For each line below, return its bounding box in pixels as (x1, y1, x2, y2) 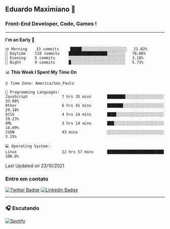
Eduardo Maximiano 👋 (5, 5, 76, 14)
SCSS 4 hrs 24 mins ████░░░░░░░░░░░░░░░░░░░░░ (5, 112, 164, 117)
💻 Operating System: (5, 143, 51, 149)
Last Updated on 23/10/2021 (5, 162, 65, 169)
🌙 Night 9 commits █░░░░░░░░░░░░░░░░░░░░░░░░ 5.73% (5, 59, 144, 65)
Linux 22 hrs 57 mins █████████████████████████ (5, 149, 164, 154)
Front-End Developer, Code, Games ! (5, 20, 97, 27)
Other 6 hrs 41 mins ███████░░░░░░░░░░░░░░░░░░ (5, 103, 164, 108)
